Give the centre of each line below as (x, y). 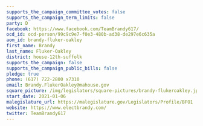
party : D (17, 23)
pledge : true (23, 74)
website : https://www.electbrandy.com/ (56, 108)
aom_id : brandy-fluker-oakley (44, 40)
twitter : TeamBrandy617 (36, 113)
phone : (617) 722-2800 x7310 (43, 79)
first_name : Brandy (31, 46)
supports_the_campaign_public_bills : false (62, 68)
